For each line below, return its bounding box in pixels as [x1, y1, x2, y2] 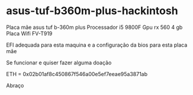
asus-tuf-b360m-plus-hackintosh [6, 4, 179, 18]
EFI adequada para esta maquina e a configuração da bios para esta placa [6, 41, 188, 48]
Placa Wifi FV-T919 [6, 30, 53, 37]
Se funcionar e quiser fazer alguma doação [6, 59, 112, 66]
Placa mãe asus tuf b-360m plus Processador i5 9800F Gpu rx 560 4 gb [6, 24, 183, 31]
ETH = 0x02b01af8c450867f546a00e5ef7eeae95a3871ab [6, 70, 148, 77]
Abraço [6, 81, 24, 89]
